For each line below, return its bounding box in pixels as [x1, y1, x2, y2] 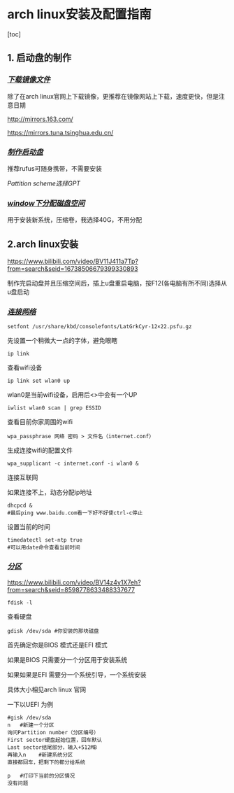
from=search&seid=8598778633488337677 [7, 585, 135, 594]
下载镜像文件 [7, 75, 51, 85]
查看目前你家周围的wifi [7, 418, 73, 426]
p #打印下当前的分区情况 [7, 772, 75, 779]
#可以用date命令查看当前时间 [7, 544, 80, 552]
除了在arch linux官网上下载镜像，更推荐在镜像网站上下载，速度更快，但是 [7, 92, 219, 100]
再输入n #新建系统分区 [7, 751, 73, 758]
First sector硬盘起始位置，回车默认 [7, 736, 103, 743]
